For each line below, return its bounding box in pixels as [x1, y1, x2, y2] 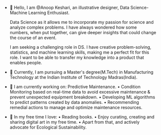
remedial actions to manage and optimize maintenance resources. [9, 105, 142, 110]
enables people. [9, 60, 42, 65]
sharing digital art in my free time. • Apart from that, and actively [9, 119, 140, 125]
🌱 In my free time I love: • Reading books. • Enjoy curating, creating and [9, 114, 155, 119]
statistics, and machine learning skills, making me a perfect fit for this [9, 49, 150, 55]
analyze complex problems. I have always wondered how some [9, 24, 137, 30]
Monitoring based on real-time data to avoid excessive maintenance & [9, 89, 150, 95]
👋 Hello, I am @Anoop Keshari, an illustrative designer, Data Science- [9, 5, 149, 10]
